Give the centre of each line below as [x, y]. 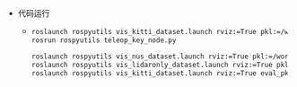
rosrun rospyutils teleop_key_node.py [104, 40]
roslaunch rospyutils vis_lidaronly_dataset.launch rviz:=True [152, 65]
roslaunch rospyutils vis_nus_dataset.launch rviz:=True [140, 57]
